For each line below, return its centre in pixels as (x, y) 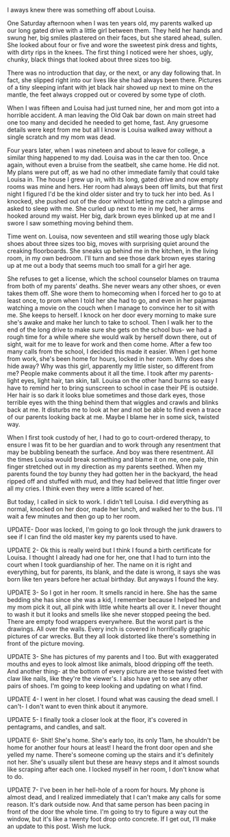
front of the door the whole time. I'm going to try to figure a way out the (108, 812)
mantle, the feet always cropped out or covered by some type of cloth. (107, 95)
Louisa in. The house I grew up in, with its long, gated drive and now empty (113, 179)
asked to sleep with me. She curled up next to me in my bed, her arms (106, 209)
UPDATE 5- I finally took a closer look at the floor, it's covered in (98, 720)
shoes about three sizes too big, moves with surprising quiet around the (108, 243)
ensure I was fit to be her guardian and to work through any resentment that (114, 445)
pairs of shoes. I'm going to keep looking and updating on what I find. (105, 686)
